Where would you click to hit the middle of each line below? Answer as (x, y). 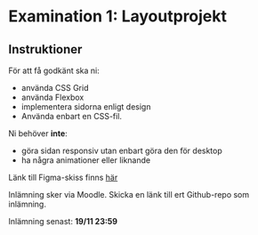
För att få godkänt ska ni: (54, 70)
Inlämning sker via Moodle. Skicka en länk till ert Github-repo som (129, 194)
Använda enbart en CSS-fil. (71, 116)
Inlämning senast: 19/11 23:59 (63, 221)
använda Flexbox (52, 97)
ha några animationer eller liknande (86, 160)
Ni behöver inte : (38, 134)
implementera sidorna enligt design (86, 107)
